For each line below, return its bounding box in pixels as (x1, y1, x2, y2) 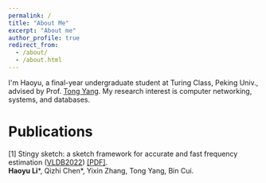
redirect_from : (8, 41, 59, 49)
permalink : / (8, 11, 52, 20)
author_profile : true (8, 33, 80, 42)
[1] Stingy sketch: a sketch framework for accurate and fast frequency (8, 149, 238, 158)
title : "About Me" (8, 19, 69, 27)
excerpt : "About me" (8, 26, 77, 34)
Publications (8, 123, 93, 141)
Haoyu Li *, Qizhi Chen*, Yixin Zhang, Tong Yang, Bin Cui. (8, 165, 194, 175)
